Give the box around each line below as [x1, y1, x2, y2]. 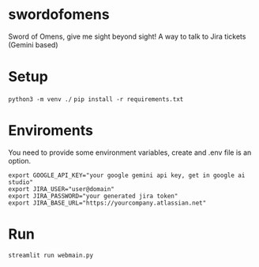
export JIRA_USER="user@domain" [8, 185, 114, 193]
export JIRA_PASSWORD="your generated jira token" [8, 192, 178, 200]
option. [8, 156, 32, 165]
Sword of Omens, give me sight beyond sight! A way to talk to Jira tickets [8, 32, 246, 41]
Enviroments [8, 122, 93, 140]
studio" [8, 178, 34, 186]
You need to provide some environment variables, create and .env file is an [8, 148, 252, 157]
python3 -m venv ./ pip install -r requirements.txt [8, 95, 184, 103]
